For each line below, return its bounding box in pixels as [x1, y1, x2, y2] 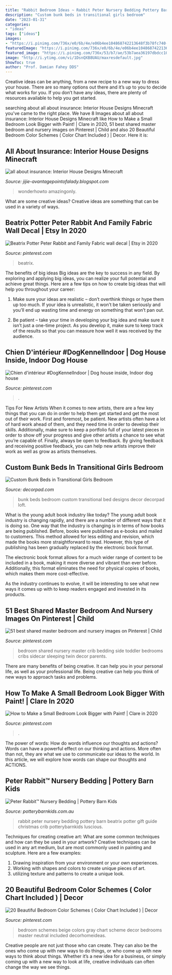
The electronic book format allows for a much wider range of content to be [5, 554, 163, 560]
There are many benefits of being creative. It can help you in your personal [5, 663, 163, 669]
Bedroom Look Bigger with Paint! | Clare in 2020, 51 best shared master [5, 121, 156, 127]
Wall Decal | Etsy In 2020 [5, 226, 87, 235]
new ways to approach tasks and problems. [5, 674, 97, 680]
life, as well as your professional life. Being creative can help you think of [5, 668, 159, 675]
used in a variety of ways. [5, 203, 60, 210]
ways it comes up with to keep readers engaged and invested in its [5, 586, 146, 592]
